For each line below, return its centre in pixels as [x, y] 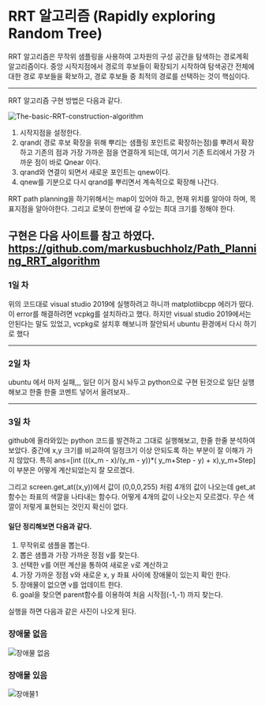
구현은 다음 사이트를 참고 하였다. [82, 236]
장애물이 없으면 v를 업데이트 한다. [71, 585]
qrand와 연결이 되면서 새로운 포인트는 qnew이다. [95, 172]
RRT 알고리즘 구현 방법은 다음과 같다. [65, 100]
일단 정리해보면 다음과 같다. [50, 526]
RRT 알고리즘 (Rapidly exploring [112, 16]
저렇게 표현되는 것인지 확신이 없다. [75, 507]
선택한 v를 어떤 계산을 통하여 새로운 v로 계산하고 [94, 565]
